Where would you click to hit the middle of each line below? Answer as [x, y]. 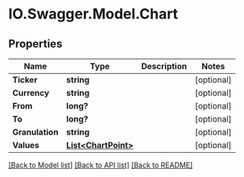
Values [26, 145]
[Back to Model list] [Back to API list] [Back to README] [101, 165]
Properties [35, 44]
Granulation [35, 132]
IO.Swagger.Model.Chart [93, 14]
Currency [31, 93]
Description [164, 66]
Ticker [25, 80]
